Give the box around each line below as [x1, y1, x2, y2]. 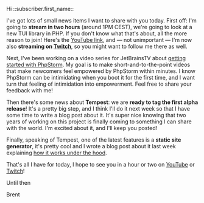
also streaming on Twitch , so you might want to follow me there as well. [6, 43, 188, 50]
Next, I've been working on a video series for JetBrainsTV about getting [6, 55, 186, 61]
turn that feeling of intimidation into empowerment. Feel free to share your [6, 80, 192, 88]
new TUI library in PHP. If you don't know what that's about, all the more [6, 30, 188, 37]
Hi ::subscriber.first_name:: [6, 5, 74, 12]
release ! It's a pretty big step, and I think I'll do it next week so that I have [6, 105, 191, 112]
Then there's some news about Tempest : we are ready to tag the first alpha [6, 98, 199, 106]
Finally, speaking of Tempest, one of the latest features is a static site [6, 136, 181, 143]
